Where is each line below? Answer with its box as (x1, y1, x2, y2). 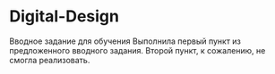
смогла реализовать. (9, 54, 90, 65)
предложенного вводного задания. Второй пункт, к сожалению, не (9, 45, 266, 55)
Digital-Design (9, 6, 119, 27)
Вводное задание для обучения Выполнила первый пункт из (9, 36, 242, 46)
